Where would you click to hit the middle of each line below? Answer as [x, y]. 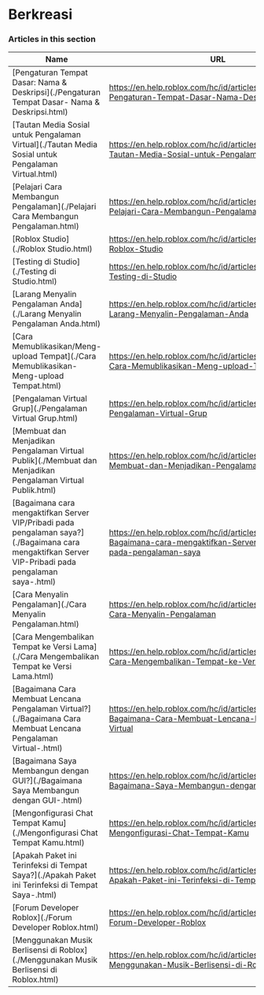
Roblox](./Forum [42, 918]
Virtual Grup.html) [45, 418]
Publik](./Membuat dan [55, 461]
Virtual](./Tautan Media [55, 145]
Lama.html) [33, 677]
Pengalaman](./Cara [49, 604]
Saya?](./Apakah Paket [54, 875]
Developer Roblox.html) [55, 927]
